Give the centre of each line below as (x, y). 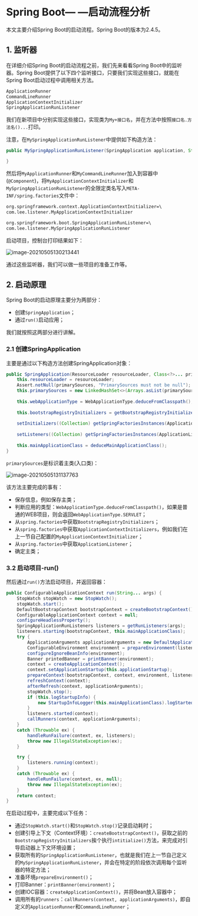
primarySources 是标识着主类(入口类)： (52, 463)
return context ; (37, 796)
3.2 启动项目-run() (32, 568)
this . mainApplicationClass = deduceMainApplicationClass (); (92, 445)
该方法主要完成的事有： (34, 487)
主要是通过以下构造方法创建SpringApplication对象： (69, 363)
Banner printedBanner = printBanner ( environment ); (91, 659)
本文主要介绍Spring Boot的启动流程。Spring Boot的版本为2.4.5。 (85, 29)
